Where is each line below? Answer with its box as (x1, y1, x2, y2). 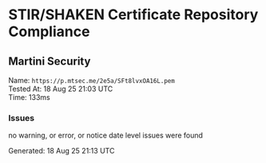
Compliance (8, 22, 90, 41)
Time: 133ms (8, 93, 50, 101)
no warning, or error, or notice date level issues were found (8, 130, 204, 141)
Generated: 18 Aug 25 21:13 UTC (8, 146, 115, 156)
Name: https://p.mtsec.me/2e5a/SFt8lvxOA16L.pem (8, 76, 176, 85)
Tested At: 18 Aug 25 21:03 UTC (8, 84, 113, 93)
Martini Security (8, 54, 91, 68)
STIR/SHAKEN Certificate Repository (8, 6, 259, 24)
